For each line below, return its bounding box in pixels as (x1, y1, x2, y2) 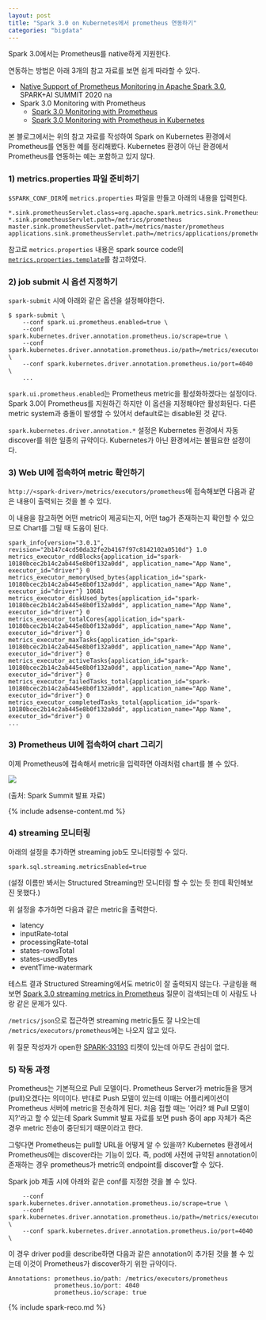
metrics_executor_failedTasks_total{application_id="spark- (8, 678, 211, 686)
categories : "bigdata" (8, 26, 83, 34)
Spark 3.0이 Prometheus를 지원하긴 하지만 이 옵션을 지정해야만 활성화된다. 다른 (8, 398, 256, 408)
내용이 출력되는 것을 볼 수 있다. (16, 496, 112, 506)
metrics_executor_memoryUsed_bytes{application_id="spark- (8, 574, 207, 582)
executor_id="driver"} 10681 (8, 587, 104, 595)
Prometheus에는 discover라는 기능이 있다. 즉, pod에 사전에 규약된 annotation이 (8, 1150, 257, 1160)
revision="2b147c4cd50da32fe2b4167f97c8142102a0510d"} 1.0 (8, 546, 207, 554)
